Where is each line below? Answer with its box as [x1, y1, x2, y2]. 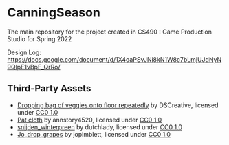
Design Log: [7, 48, 41, 56]
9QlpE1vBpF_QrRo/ [7, 63, 61, 71]
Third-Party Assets [7, 82, 91, 94]
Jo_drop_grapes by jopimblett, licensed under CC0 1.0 [17, 130, 171, 138]
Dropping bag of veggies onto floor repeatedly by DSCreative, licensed [17, 101, 219, 109]
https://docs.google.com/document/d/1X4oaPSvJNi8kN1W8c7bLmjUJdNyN [7, 55, 222, 63]
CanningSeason [7, 5, 101, 21]
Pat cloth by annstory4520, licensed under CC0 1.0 [17, 115, 162, 124]
